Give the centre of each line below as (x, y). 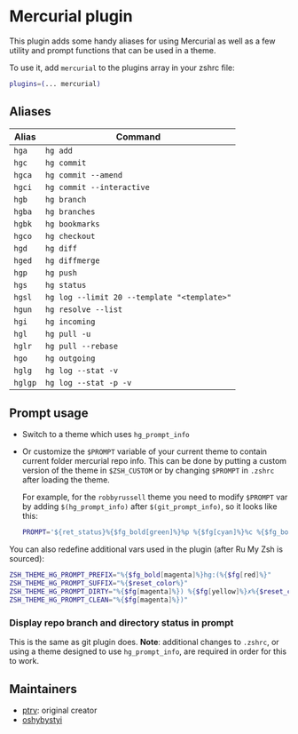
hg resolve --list (84, 309)
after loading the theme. (66, 480)
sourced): (27, 559)
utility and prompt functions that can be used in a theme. (113, 50)
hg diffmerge (72, 260)
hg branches (70, 211)
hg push (61, 272)
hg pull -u (68, 334)
